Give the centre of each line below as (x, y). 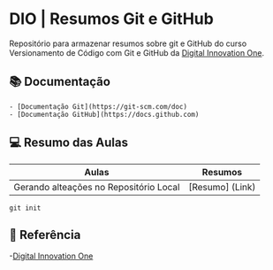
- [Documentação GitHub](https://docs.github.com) (104, 114)
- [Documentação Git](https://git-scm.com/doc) (99, 106)
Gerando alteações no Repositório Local (97, 187)
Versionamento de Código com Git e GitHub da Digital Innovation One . (137, 52)
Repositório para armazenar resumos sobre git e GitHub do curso (128, 43)
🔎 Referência (45, 235)
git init (25, 208)
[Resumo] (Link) (222, 187)
